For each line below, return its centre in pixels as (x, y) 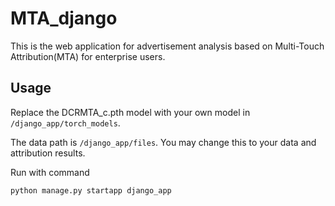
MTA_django (64, 18)
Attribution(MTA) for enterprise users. (88, 56)
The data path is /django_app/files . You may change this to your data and (163, 142)
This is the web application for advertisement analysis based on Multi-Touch (167, 46)
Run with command (50, 172)
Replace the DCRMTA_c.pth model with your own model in (130, 112)
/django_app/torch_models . (65, 123)
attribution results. (48, 153)
